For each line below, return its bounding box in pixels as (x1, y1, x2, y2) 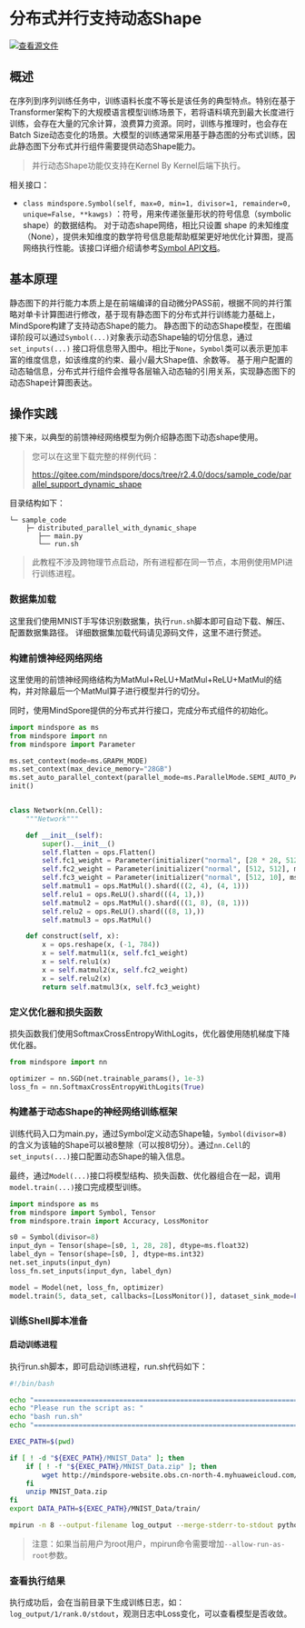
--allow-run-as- (223, 1540, 286, 1549)
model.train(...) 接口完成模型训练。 (9, 1181, 147, 1192)
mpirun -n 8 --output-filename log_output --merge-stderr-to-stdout (9, 1521, 274, 1530)
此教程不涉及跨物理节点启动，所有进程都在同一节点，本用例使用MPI (31, 556, 286, 568)
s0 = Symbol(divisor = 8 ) (9, 1233, 100, 1242)
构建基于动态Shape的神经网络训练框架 (9, 1105, 178, 1118)
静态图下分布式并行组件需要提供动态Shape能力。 (16, 140, 201, 151)
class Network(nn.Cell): (9, 806, 103, 815)
